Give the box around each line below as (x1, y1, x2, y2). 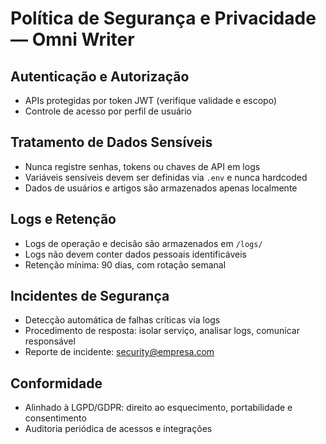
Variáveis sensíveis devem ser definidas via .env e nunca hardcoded (24, 171, 308, 183)
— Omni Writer (10, 28, 135, 51)
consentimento (24, 412, 87, 424)
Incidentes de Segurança (10, 288, 170, 305)
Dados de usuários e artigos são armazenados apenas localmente (24, 182, 298, 194)
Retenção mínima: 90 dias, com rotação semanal (24, 258, 227, 271)
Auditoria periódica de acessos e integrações (24, 423, 213, 435)
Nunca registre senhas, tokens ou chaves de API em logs (24, 160, 261, 172)
